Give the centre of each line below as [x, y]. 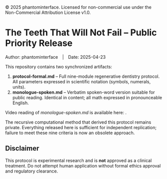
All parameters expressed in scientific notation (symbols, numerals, [82, 81]
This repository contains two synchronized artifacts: [59, 66]
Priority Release [39, 43]
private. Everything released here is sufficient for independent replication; [81, 127]
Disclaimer [22, 148]
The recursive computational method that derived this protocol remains [78, 122]
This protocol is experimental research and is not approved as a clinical [79, 160]
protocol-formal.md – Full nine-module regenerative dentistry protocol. [86, 76]
